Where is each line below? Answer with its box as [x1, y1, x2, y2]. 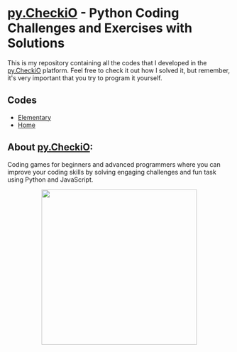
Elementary [17, 113, 52, 121]
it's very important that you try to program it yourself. [7, 73, 162, 82]
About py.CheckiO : [7, 141, 94, 153]
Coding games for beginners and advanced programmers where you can [7, 160, 221, 168]
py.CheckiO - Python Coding [7, 5, 180, 21]
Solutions [7, 35, 65, 51]
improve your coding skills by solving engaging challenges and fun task [7, 167, 216, 176]
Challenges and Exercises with [7, 20, 193, 36]
